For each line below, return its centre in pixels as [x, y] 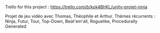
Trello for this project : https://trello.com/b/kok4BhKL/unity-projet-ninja [76, 7]
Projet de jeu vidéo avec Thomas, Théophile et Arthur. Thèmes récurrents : [80, 16]
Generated [16, 26]
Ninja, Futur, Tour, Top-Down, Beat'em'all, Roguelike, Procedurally [71, 21]
